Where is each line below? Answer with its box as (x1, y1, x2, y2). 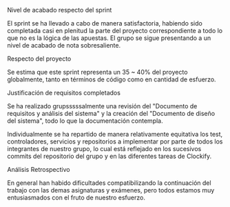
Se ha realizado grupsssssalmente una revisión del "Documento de (7, 102, 198, 110)
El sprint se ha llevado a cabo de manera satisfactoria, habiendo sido (7, 19, 203, 27)
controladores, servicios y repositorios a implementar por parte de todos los (7, 137, 223, 146)
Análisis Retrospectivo (7, 166, 70, 173)
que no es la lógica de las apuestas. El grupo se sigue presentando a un (7, 34, 211, 42)
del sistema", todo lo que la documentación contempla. (7, 117, 163, 125)
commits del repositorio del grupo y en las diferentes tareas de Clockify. (7, 152, 212, 160)
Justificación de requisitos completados (7, 89, 121, 97)
